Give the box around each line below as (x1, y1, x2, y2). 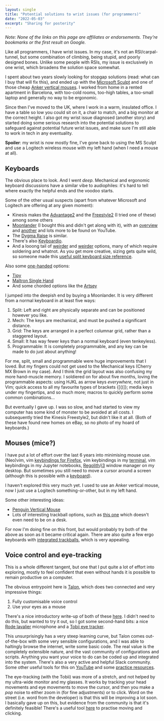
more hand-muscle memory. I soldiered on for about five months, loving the (5, 374, 158, 380)
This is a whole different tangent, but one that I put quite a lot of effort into (5, 564, 155, 570)
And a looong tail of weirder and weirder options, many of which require (12, 243, 158, 249)
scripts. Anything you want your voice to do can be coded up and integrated (5, 654, 159, 660)
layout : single (5, 7, 36, 12)
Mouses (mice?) (5, 439, 56, 447)
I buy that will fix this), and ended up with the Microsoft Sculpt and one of (5, 79, 153, 85)
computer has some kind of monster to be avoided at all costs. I (5, 409, 134, 415)
